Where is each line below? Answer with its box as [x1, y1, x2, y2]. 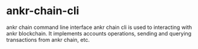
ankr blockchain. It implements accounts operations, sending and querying [6, 30, 191, 37]
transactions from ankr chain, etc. [6, 36, 90, 43]
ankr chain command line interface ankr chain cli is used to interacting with [6, 24, 193, 31]
